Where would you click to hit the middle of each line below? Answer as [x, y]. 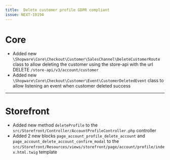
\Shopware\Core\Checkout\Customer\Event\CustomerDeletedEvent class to [88, 81]
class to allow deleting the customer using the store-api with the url [83, 64]
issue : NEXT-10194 [25, 15]
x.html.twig [25, 152]
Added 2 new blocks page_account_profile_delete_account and [79, 136]
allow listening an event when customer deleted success [71, 86]
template [48, 152]
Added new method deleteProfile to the [55, 125]
